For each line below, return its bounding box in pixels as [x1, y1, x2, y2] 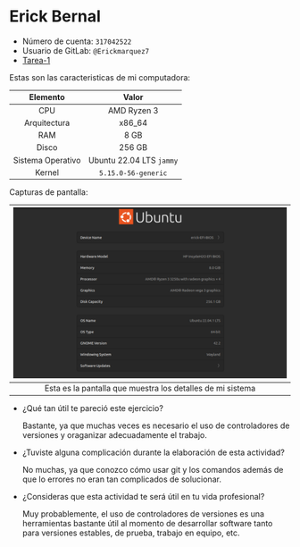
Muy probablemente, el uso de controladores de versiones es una [21, 508, 265, 519]
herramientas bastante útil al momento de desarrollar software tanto [21, 518, 273, 528]
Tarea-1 [21, 55, 51, 65]
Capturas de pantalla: [9, 187, 88, 198]
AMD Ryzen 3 [107, 105, 159, 115]
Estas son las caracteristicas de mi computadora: [9, 72, 190, 82]
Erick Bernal [9, 6, 101, 27]
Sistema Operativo [12, 155, 81, 165]
